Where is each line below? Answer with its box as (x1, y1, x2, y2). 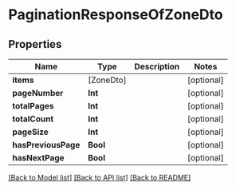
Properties (8, 38, 62, 51)
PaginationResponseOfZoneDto (8, 6, 223, 24)
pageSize (12, 126, 49, 137)
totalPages (12, 101, 54, 111)
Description (134, 61, 180, 72)
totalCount (12, 113, 54, 125)
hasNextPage (12, 152, 65, 163)
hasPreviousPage (12, 140, 81, 150)
